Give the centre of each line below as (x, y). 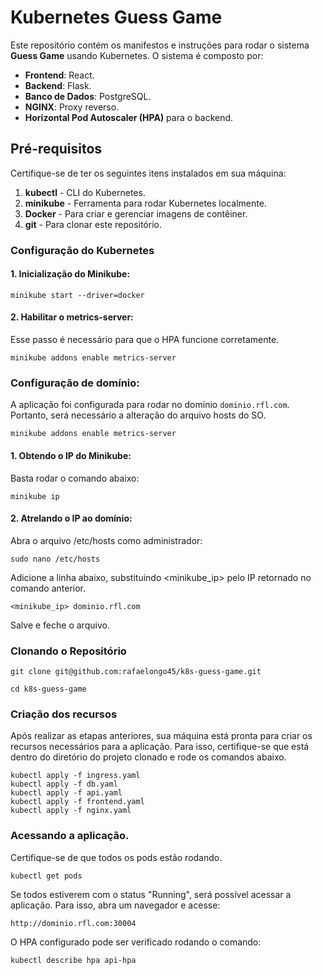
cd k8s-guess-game (48, 689)
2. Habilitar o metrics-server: (72, 317)
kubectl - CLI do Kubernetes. (85, 192)
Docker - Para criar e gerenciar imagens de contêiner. (136, 213)
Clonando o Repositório (68, 651)
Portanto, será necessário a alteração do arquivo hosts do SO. (138, 415)
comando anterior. (48, 588)
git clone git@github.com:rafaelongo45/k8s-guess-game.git (136, 672)
